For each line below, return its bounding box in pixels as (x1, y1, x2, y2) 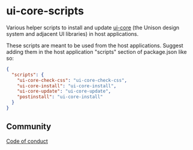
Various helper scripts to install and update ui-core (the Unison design (6, 24, 180, 31)
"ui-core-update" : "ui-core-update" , (17, 88, 111, 94)
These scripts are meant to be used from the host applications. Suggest (6, 42, 184, 49)
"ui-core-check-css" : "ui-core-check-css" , (17, 77, 128, 83)
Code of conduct (6, 137, 48, 145)
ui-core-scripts (6, 4, 84, 18)
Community (6, 121, 52, 132)
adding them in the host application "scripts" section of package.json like (6, 48, 187, 55)
